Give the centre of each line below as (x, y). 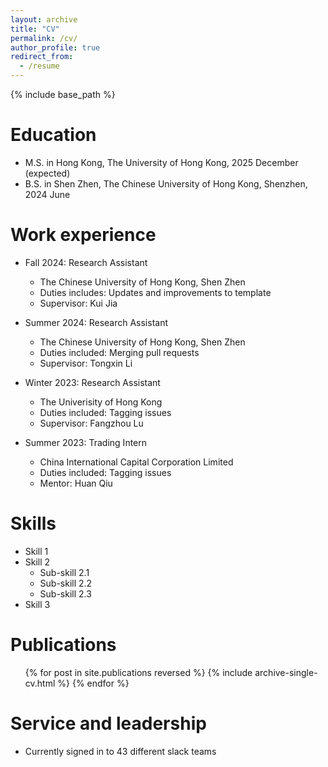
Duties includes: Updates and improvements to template (155, 292)
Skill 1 (36, 551)
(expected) (47, 173)
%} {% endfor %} (93, 683)
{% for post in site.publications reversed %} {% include (138, 672)
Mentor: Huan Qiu (76, 483)
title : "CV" (35, 29)
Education (53, 135)
